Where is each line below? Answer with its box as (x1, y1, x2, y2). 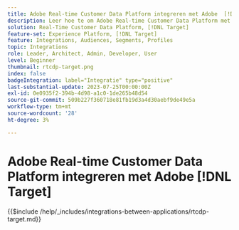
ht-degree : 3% (7, 116, 50, 123)
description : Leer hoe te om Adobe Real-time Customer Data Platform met (7, 17, 231, 24)
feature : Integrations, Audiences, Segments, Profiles (7, 37, 174, 44)
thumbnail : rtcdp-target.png (7, 63, 94, 70)
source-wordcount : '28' (7, 110, 78, 117)
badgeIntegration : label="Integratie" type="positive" (7, 76, 174, 84)
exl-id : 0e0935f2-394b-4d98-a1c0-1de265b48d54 (7, 90, 148, 97)
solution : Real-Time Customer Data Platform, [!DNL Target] (7, 23, 190, 31)
